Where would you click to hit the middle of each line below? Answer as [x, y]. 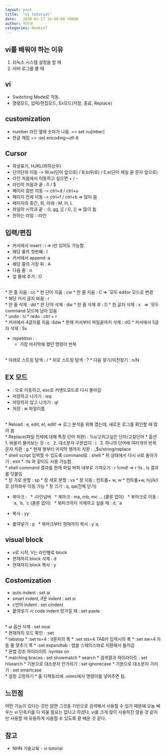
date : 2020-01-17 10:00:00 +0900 [42, 19]
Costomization [28, 580]
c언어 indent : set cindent [38, 605]
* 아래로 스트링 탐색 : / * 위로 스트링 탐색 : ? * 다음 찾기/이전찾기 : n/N [72, 360]
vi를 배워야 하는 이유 [34, 49]
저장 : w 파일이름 [29, 408]
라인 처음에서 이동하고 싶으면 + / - [45, 178]
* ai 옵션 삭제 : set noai [28, 626]
